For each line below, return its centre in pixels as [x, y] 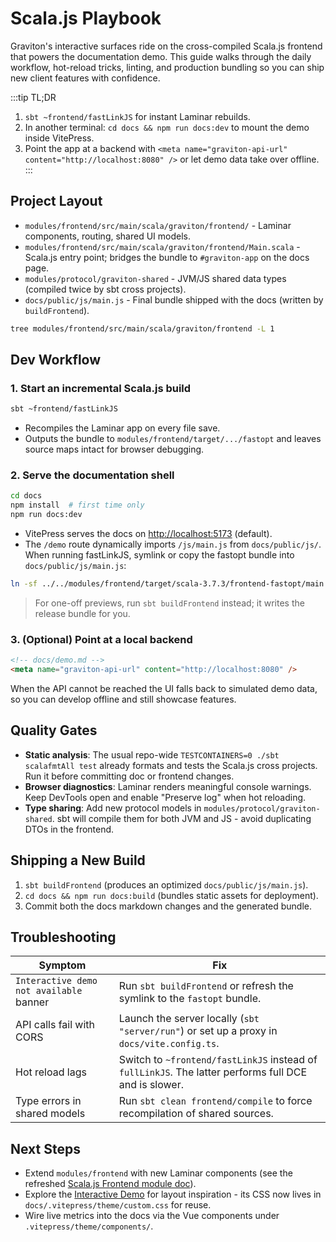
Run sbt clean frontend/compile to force [215, 1101]
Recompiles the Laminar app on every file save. [122, 428]
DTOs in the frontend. [69, 829]
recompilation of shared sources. [196, 1114]
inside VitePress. [59, 138]
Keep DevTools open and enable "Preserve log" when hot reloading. [165, 797]
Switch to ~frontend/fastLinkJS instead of [218, 1060]
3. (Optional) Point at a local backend [101, 639]
